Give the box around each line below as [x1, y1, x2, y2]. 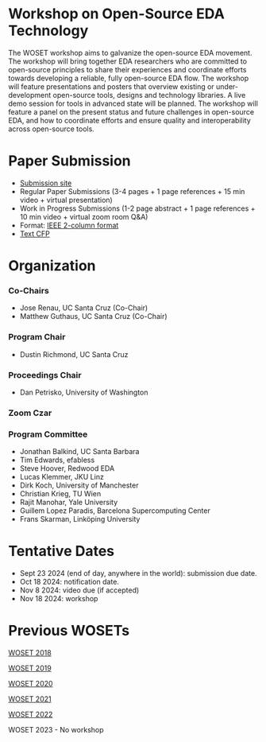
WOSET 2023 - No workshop [8, 725, 105, 735]
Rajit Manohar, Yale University [19, 498, 118, 507]
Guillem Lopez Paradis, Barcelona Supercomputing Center [19, 506, 210, 515]
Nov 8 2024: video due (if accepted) [19, 585, 140, 595]
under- [215, 81, 239, 91]
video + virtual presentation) [19, 195, 113, 204]
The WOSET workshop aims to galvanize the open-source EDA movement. [8, 48, 253, 57]
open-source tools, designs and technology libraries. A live [52, 90, 246, 99]
